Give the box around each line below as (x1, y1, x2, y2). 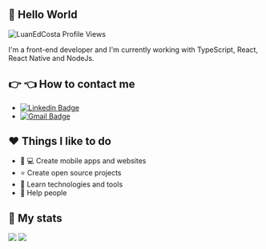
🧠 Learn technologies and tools (19, 179, 123, 189)
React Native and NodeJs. (8, 53, 95, 62)
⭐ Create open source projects (19, 168, 122, 178)
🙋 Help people (19, 188, 67, 198)
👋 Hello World (8, 8, 78, 22)
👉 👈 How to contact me (8, 78, 135, 91)
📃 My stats (8, 211, 62, 225)
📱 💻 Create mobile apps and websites (19, 156, 147, 166)
